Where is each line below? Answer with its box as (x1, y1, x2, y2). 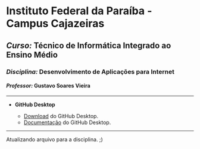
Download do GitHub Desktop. (23, 112, 99, 119)
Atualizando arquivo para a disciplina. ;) (6, 135, 103, 143)
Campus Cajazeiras (6, 17, 105, 30)
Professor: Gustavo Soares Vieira (6, 82, 90, 90)
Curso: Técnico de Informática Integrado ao (6, 40, 171, 50)
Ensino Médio (6, 49, 58, 60)
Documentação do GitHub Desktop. (23, 119, 111, 126)
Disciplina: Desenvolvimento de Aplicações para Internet (6, 67, 174, 75)
